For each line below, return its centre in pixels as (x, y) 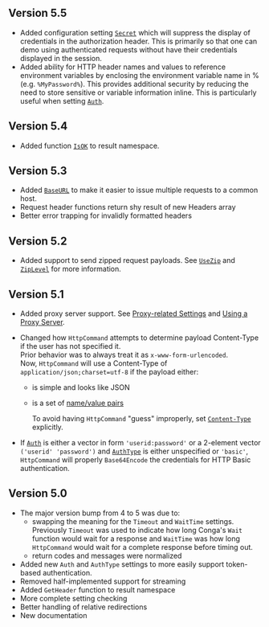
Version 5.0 (38, 494)
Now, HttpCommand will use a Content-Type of (94, 363)
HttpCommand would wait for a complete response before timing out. (142, 547)
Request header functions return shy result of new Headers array (128, 207)
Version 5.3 (38, 171)
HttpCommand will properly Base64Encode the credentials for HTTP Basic (135, 460)
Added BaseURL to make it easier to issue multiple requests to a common (139, 190)
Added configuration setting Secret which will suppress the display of (135, 32)
